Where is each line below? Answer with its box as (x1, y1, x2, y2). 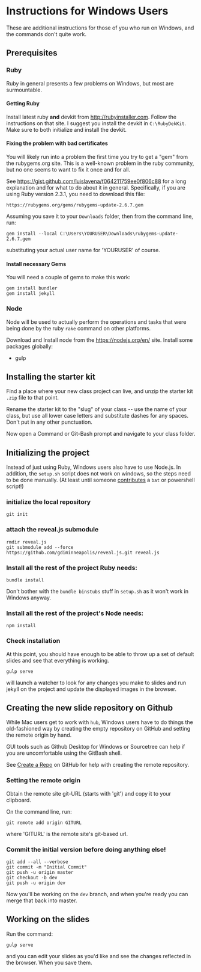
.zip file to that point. (6, 394, 59, 401)
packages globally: (6, 342, 53, 350)
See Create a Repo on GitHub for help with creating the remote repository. (6, 761, 190, 769)
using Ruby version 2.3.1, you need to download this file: (6, 191, 145, 198)
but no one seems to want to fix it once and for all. (6, 166, 131, 173)
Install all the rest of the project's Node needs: (6, 609, 144, 618)
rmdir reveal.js (6, 539, 47, 545)
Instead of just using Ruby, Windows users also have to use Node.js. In (6, 463, 181, 471)
